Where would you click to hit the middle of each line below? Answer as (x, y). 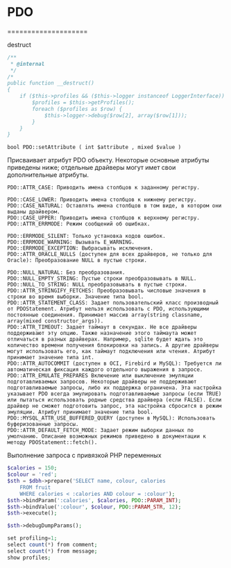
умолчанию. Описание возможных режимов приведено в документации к (107, 437)
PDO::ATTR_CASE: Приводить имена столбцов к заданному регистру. (103, 188)
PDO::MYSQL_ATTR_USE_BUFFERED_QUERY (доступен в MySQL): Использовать (111, 418)
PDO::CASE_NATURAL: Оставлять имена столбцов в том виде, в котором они (114, 206)
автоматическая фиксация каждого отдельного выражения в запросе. (105, 370)
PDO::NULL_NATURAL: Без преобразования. (67, 273)
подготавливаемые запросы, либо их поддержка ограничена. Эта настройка (114, 388)
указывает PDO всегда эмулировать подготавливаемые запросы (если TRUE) (114, 394)
